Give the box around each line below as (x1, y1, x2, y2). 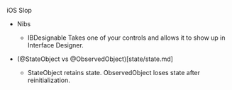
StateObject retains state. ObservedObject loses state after (27, 69, 200, 77)
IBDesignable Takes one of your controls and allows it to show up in (27, 33, 226, 42)
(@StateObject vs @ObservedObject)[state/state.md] (16, 55, 173, 63)
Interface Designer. (27, 41, 84, 49)
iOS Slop (6, 6, 33, 14)
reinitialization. (27, 76, 70, 84)
